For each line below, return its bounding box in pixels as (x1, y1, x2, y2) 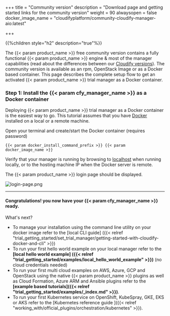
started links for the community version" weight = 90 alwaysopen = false (5, 10, 157, 16)
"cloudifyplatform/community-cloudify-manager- (54, 15, 156, 21)
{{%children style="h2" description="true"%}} (5, 40, 102, 46)
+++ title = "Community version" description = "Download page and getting (5, 5, 163, 10)
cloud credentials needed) (12, 262, 68, 268)
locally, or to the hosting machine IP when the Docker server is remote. (5, 162, 153, 168)
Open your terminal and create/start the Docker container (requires (5, 128, 145, 134)
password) (5, 133, 28, 139)
